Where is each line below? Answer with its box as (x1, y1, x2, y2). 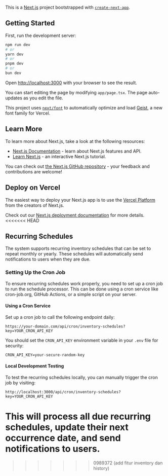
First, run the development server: (5, 32, 76, 39)
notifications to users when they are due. (5, 256, 91, 263)
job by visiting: (5, 380, 36, 386)
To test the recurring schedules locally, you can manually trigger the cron (5, 375, 158, 381)
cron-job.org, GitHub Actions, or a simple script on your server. (5, 291, 137, 297)
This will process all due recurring (5, 411, 151, 422)
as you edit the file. (23, 95, 63, 101)
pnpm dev (5, 61, 24, 66)
